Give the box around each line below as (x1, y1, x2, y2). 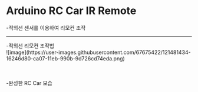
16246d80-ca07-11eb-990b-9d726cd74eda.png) (6, 54, 125, 62)
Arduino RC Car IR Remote (6, 4, 137, 18)
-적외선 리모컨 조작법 (6, 42, 55, 49)
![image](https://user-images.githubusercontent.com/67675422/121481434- (6, 49, 192, 56)
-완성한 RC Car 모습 (6, 79, 53, 86)
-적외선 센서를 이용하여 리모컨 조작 (6, 24, 86, 31)
